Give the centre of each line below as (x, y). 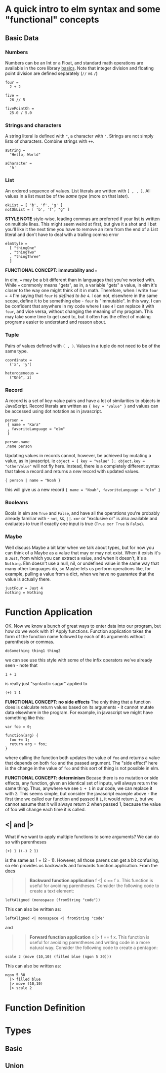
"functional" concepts (52, 20)
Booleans (17, 502)
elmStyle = (16, 244)
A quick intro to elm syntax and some (83, 9)
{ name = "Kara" (24, 425)
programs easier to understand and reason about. (56, 322)
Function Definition (45, 1008)
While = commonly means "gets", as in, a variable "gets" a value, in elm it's (81, 285)
